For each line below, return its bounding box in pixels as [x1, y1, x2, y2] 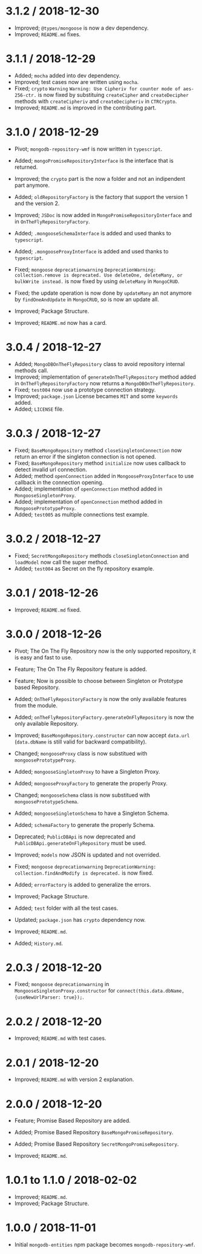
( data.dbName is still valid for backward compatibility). [14, 738, 147, 745]
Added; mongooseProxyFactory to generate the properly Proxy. [14, 779, 168, 787]
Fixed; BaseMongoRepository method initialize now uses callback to [14, 459, 186, 466]
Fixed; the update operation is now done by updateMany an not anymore [14, 289, 192, 296]
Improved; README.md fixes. [14, 30, 81, 38]
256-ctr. [14, 92, 37, 98]
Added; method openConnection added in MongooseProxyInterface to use [14, 472, 194, 479]
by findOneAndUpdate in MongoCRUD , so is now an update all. [14, 295, 160, 303]
